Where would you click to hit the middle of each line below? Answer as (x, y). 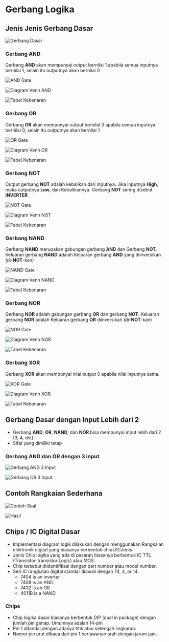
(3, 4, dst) (23, 437)
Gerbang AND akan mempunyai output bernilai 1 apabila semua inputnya (82, 65)
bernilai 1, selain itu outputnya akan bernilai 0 (53, 71)
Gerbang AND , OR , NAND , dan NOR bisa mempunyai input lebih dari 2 (87, 432)
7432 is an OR (35, 588)
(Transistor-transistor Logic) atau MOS (53, 560)
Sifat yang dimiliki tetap (37, 443)
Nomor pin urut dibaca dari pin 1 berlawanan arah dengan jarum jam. (85, 634)
